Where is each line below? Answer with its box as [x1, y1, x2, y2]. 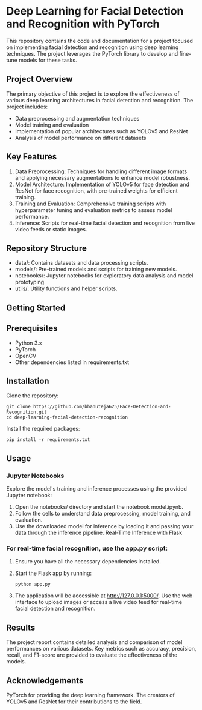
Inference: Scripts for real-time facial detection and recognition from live [14, 219, 195, 227]
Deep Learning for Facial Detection [6, 4, 184, 18]
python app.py [14, 582, 51, 588]
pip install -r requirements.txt [6, 437, 90, 443]
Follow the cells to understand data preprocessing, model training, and [14, 510, 191, 517]
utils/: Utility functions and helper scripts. [14, 285, 118, 292]
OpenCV [14, 352, 37, 359]
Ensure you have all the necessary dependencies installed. [14, 558, 161, 565]
